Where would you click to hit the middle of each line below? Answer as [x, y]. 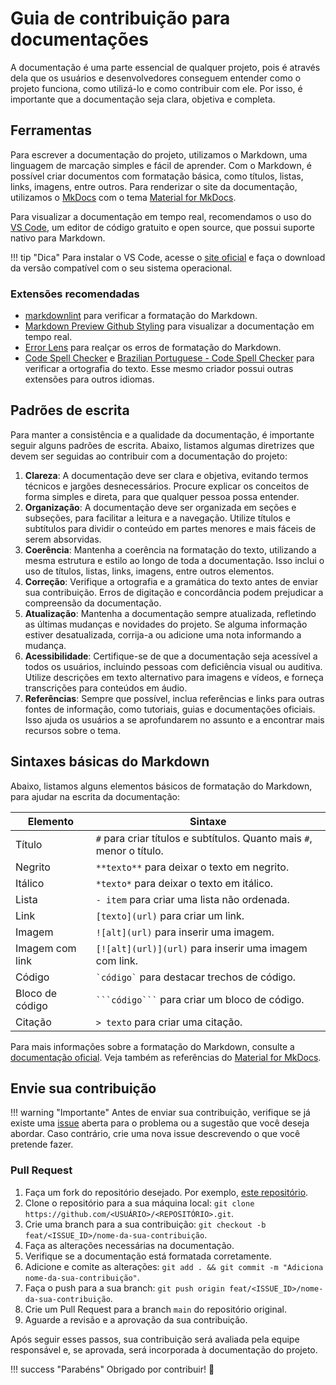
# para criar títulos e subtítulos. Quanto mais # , [204, 838]
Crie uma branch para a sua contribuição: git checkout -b [145, 1224]
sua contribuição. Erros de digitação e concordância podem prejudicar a [174, 592]
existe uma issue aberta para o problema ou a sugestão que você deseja [160, 1123]
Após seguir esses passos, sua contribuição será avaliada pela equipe [155, 1339]
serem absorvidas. [63, 539]
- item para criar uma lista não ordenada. [192, 899]
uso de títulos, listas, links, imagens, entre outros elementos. [149, 571]
